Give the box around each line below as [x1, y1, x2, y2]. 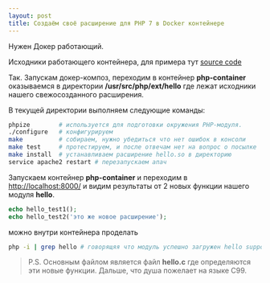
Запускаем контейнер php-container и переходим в [8, 172, 188, 182]
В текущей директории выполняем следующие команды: [8, 105, 206, 115]
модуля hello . [8, 190, 55, 199]
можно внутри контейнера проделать [8, 227, 139, 237]
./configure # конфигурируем [8, 128, 113, 137]
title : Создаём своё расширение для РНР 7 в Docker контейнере [8, 19, 225, 27]
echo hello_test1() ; [8, 205, 78, 213]
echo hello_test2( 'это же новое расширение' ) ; [8, 212, 167, 221]
